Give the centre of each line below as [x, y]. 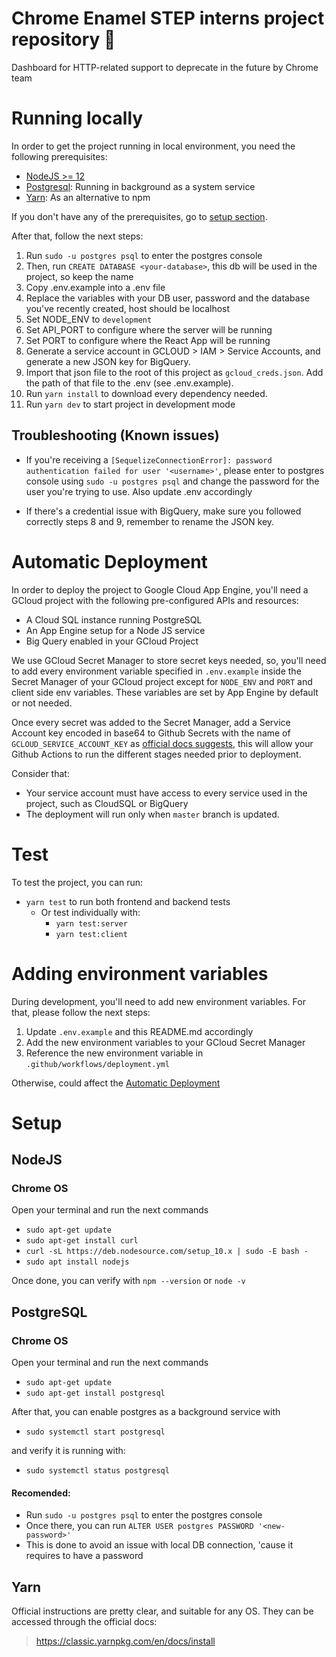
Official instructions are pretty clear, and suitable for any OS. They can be [162, 1611]
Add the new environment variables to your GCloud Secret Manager [165, 1042]
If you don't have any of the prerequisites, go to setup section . [139, 216]
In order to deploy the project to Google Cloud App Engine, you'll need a [160, 589]
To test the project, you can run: [77, 882]
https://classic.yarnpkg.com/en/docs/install [125, 1641]
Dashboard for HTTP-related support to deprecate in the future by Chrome [165, 67]
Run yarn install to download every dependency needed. [146, 393]
